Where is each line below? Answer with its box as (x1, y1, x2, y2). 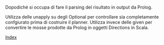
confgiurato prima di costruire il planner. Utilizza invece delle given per (5, 19, 153, 25)
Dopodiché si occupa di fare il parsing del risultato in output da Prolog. (5, 4, 153, 10)
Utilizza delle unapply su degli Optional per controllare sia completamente (5, 14, 159, 19)
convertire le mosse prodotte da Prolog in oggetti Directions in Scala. (5, 24, 149, 30)
